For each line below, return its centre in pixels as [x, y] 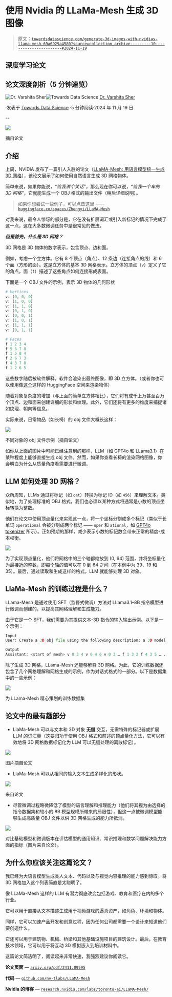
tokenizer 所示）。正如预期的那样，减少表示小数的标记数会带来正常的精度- [83, 531]
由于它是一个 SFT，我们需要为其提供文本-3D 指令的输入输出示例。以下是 [82, 620]
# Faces [14, 339]
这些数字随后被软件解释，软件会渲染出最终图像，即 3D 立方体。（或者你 [80, 378]
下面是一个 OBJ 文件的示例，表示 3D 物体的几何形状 [60, 282]
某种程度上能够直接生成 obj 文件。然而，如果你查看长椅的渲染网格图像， [82, 457]
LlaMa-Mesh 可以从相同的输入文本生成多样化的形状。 [69, 774]
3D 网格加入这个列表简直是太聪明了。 [45, 882]
